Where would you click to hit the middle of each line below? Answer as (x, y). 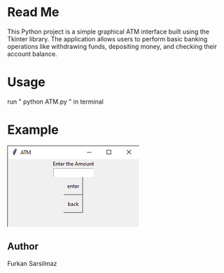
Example (33, 130)
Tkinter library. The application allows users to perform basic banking (107, 38)
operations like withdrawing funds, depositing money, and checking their (112, 46)
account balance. (32, 54)
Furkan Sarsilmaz (32, 263)
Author (23, 247)
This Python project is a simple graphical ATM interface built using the (108, 31)
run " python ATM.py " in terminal (55, 101)
